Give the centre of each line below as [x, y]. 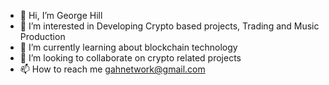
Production [42, 36]
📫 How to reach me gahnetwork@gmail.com [112, 69]
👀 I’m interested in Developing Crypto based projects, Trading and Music [169, 26]
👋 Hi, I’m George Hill [61, 15]
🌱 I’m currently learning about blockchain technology [128, 47]
